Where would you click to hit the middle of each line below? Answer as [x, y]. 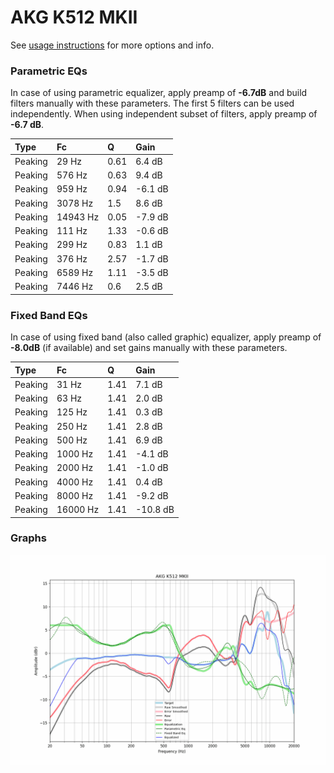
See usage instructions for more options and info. [112, 45]
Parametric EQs [49, 71]
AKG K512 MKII [74, 17]
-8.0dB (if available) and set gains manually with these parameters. [149, 348]
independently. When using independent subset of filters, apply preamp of [164, 114]
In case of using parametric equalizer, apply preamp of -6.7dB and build [159, 93]
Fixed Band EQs [49, 315]
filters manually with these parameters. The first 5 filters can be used [152, 103]
